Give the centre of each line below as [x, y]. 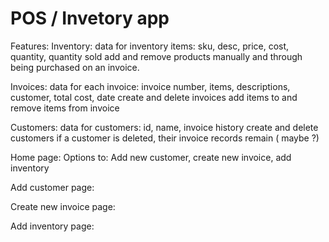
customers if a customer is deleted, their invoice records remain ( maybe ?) [165, 138]
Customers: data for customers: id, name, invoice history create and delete [164, 127]
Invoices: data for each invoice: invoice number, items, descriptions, [150, 86]
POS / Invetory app [90, 18]
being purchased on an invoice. [75, 67]
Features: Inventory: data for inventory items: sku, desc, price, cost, [150, 46]
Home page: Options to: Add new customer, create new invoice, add [151, 157]
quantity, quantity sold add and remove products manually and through [156, 56]
